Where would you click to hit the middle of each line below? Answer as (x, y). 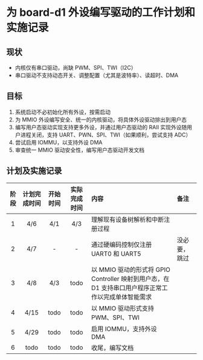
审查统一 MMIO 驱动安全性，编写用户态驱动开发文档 (80, 150)
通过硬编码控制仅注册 (121, 245)
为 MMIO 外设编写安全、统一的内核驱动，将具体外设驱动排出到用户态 (101, 120)
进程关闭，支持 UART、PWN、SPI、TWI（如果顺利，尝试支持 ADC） (106, 135)
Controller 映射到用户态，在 (130, 279)
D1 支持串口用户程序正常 (126, 288)
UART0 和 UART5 (116, 254)
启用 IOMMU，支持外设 (124, 328)
